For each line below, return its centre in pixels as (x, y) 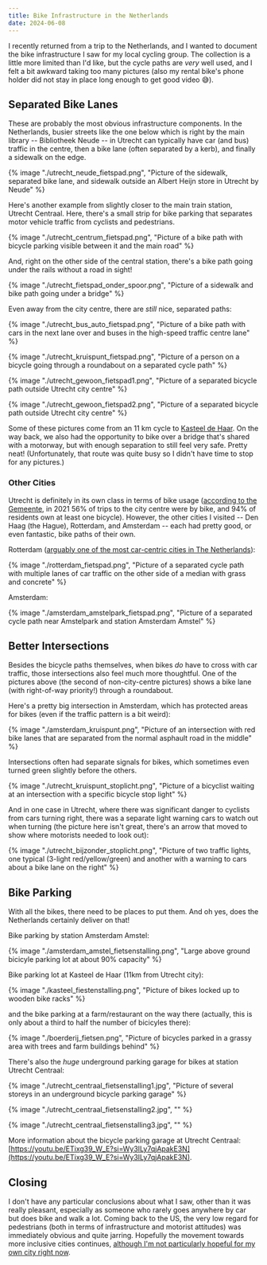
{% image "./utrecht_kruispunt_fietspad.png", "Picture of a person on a (124, 357)
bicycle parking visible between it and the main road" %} (101, 246)
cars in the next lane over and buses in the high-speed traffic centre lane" (129, 333)
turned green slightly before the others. (73, 771)
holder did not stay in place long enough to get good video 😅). (111, 80)
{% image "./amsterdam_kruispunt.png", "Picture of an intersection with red (132, 730)
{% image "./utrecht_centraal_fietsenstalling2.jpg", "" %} (101, 1110)
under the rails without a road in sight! (70, 270)
